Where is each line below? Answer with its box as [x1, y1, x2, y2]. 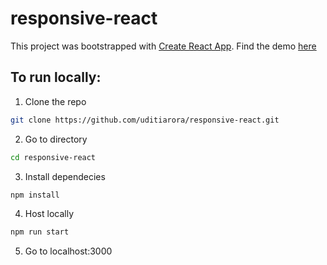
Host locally [24, 208, 75, 220]
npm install [10, 190, 60, 200]
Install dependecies [24, 170, 106, 182]
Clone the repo [24, 95, 87, 107]
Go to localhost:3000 [24, 245, 113, 257]
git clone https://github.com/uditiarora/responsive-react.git [10, 115, 280, 125]
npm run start [10, 227, 70, 237]
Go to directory [24, 133, 88, 145]
